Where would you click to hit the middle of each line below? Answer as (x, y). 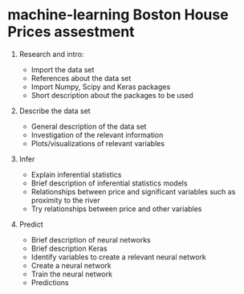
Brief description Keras (69, 248)
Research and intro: (51, 54)
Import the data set (63, 69)
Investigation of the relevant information (97, 135)
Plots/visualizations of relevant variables (98, 143)
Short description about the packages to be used (112, 95)
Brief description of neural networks (91, 239)
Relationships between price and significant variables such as (133, 191)
